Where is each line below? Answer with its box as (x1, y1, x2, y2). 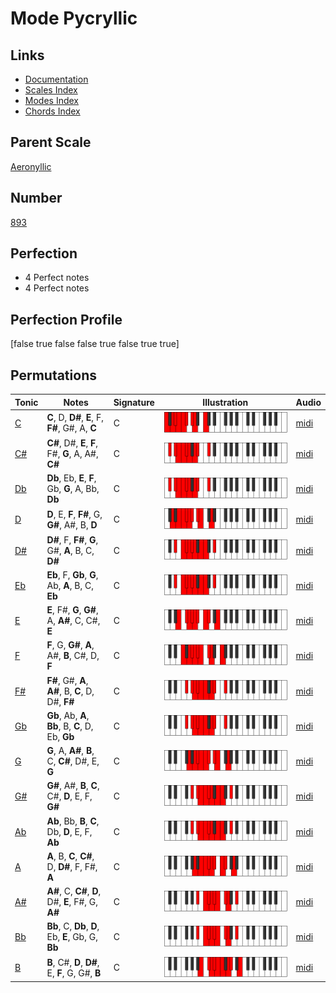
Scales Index (24, 84, 78, 96)
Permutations (10, 367, 97, 384)
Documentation (24, 73, 89, 85)
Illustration (202, 396, 249, 408)
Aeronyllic (10, 160, 52, 172)
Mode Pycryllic (10, 7, 138, 30)
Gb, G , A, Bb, (46, 483, 100, 495)
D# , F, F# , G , (46, 533, 99, 546)
